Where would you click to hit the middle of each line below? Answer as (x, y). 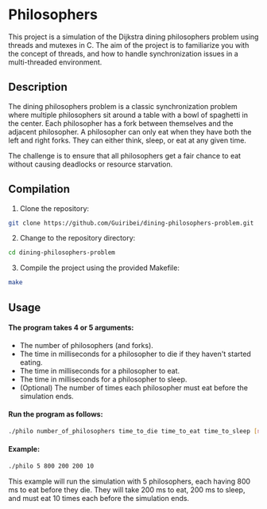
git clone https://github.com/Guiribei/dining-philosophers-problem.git (131, 223)
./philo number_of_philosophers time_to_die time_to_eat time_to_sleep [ (133, 431)
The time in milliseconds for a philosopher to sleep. (103, 379)
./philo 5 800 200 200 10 (51, 466)
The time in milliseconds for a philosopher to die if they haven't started (135, 354)
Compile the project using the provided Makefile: (100, 268)
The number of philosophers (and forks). (86, 345)
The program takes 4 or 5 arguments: (71, 327)
